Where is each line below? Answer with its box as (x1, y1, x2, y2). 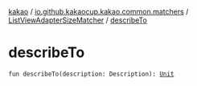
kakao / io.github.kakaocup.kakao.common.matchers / (8, 7, 189, 16)
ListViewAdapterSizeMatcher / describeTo (8, 15, 147, 25)
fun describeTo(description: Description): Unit (8, 70, 174, 78)
